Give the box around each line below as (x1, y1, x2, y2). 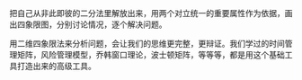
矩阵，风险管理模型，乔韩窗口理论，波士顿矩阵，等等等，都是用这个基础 (16, 49, 285, 60)
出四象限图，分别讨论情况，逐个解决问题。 (9, 19, 167, 30)
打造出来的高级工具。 (16, 61, 96, 71)
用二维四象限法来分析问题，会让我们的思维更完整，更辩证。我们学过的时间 (9, 39, 285, 49)
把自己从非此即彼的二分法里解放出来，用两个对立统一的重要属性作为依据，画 (9, 8, 293, 18)
